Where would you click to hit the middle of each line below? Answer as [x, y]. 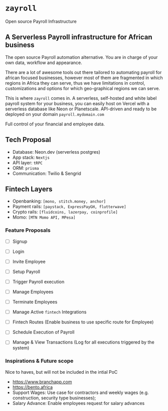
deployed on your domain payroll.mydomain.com [55, 114]
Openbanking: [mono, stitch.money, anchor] [59, 201]
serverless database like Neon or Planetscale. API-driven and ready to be [81, 109]
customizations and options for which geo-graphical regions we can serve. [83, 88]
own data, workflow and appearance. [44, 62]
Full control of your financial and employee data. [55, 124]
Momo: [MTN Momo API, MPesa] [44, 217]
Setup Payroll [26, 271]
